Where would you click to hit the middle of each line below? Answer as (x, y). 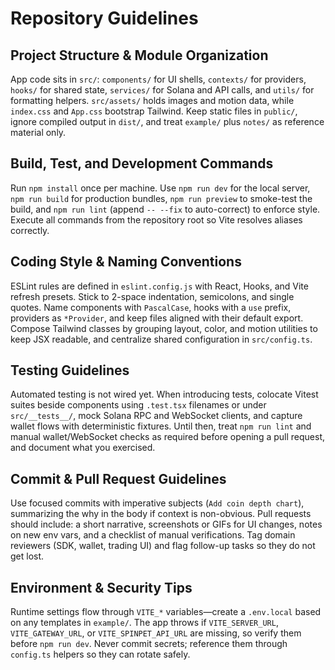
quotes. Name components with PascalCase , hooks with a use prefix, (151, 307)
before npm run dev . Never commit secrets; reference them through (149, 644)
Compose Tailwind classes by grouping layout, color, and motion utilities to (164, 328)
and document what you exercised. (83, 448)
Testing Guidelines (70, 370)
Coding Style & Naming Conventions (126, 262)
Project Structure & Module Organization (139, 55)
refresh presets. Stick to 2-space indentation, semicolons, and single (152, 296)
